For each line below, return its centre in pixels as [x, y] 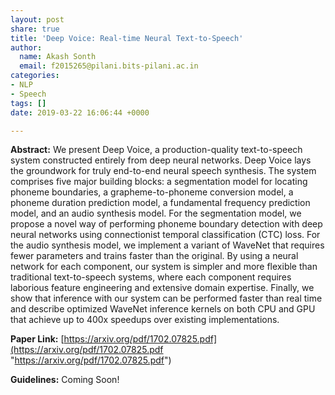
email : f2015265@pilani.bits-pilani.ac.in [109, 66]
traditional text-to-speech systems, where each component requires [151, 277]
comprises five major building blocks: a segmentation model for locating [159, 182]
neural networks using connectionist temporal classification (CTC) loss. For [165, 235]
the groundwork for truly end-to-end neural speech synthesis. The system [163, 171]
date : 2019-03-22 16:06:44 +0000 [80, 112]
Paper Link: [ [37, 339]
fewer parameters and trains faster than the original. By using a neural [154, 256]
